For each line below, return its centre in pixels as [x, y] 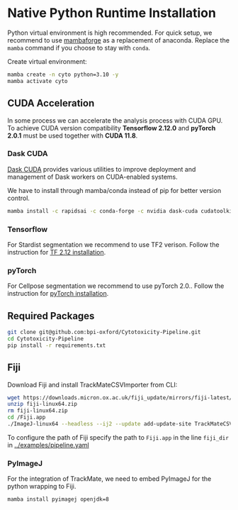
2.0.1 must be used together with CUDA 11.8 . [73, 135]
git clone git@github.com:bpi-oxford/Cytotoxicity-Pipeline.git [104, 332]
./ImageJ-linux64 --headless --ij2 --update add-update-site [100, 424]
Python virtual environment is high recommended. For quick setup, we [110, 33]
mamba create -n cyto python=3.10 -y [63, 74]
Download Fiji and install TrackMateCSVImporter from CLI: [92, 384]
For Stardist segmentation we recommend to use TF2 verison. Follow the [113, 244]
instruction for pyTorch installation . [58, 294]
